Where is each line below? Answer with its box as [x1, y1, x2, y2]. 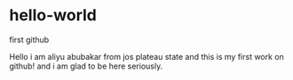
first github [9, 34, 50, 45]
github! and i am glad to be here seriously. [9, 61, 163, 71]
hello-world [9, 5, 98, 25]
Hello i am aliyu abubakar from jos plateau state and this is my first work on [9, 51, 284, 62]
